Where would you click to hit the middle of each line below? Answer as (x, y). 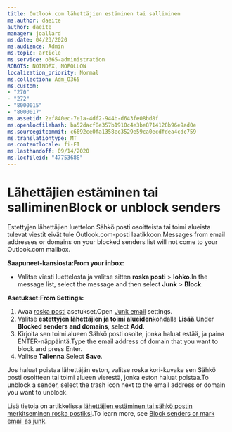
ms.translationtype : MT (42, 138)
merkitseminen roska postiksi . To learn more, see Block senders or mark (111, 413)
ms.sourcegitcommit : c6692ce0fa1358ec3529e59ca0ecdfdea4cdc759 (102, 132)
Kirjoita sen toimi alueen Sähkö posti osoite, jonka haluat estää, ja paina (121, 333)
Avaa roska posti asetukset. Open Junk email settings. (95, 311)
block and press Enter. (50, 348)
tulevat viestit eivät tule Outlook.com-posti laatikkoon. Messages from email (116, 234)
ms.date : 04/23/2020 (38, 40)
